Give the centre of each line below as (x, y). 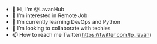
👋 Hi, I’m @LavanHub (38, 9)
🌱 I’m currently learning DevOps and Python (66, 22)
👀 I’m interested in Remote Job (50, 15)
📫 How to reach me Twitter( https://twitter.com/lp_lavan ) (81, 35)
